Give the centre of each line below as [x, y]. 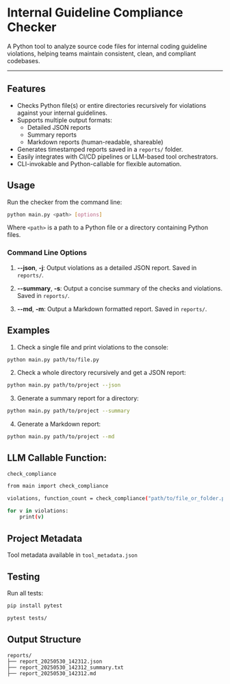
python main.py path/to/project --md [61, 437]
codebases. [24, 60]
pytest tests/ [27, 618]
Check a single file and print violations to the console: [93, 347]
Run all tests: [25, 593]
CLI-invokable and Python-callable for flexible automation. [99, 163]
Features [26, 89]
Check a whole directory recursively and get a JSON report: [101, 373]
